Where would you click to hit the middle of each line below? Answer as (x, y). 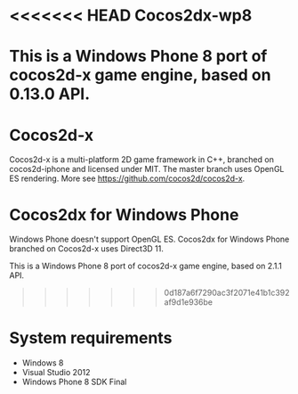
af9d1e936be (189, 302)
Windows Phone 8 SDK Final (74, 382)
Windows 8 (43, 363)
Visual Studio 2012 (56, 373)
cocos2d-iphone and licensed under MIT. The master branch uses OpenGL (147, 169)
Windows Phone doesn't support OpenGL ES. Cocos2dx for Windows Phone (149, 239)
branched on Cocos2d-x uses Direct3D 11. (87, 249)
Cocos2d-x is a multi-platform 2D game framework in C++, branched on (141, 160)
